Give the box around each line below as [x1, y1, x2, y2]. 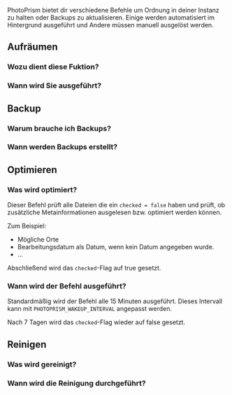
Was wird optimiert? [7, 185, 78, 195]
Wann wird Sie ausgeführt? [7, 81, 102, 90]
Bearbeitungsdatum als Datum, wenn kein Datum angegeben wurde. [17, 243, 215, 251]
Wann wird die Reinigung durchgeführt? [7, 378, 146, 388]
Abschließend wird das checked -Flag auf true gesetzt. [7, 264, 161, 272]
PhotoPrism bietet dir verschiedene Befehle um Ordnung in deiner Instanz [7, 6, 220, 14]
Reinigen [7, 338, 47, 350]
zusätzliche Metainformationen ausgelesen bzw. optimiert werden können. [7, 208, 222, 216]
